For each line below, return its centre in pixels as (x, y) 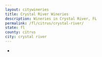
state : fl (15, 28)
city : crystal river (26, 37)
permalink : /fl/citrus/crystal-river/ (44, 23)
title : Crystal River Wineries (37, 14)
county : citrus (20, 32)
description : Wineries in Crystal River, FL (51, 19)
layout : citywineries (27, 9)
